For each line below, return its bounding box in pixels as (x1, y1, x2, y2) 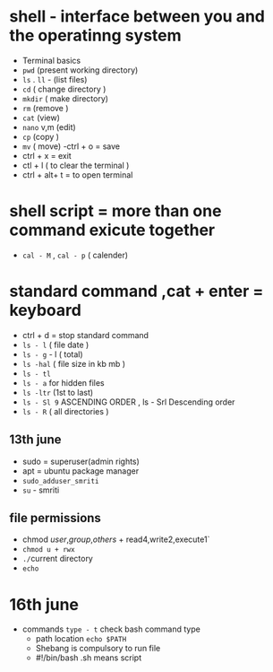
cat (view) (21, 112, 61, 123)
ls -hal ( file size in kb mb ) (21, 358, 126, 369)
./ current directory (21, 554, 94, 564)
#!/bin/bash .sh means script (35, 652, 141, 663)
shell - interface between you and (9, 6, 266, 27)
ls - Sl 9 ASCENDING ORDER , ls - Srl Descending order (21, 397, 235, 407)
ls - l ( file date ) (21, 339, 90, 350)
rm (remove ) (21, 102, 69, 113)
